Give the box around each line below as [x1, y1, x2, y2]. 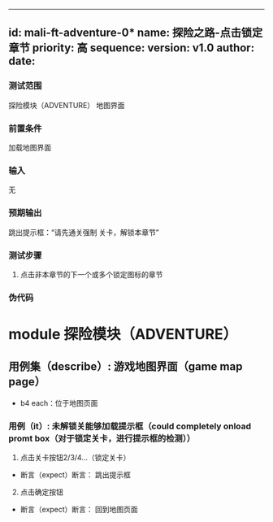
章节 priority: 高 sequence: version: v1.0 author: [8, 41, 254, 55]
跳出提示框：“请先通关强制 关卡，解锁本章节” [8, 227, 160, 237]
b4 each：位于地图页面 [19, 398, 98, 407]
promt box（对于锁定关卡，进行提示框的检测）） [8, 433, 196, 444]
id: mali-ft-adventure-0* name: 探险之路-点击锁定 [8, 26, 263, 40]
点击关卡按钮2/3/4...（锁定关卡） [19, 453, 131, 463]
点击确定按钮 [19, 487, 63, 497]
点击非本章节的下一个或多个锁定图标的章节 [19, 269, 163, 279]
